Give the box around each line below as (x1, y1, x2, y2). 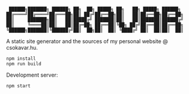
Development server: (6, 71, 58, 78)
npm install (6, 56, 36, 62)
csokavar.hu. (6, 44, 38, 51)
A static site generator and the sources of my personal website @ (6, 38, 168, 45)
